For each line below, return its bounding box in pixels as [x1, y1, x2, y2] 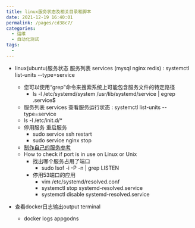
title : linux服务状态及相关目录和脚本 [6, 8, 92, 15]
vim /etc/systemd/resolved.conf [41, 178, 120, 185]
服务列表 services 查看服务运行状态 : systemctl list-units [23, 104, 161, 111]
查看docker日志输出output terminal [14, 203, 101, 210]
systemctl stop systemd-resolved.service [41, 184, 143, 191]
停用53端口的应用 [32, 171, 76, 179]
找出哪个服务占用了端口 [32, 157, 90, 164]
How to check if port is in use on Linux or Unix [23, 150, 137, 158]
